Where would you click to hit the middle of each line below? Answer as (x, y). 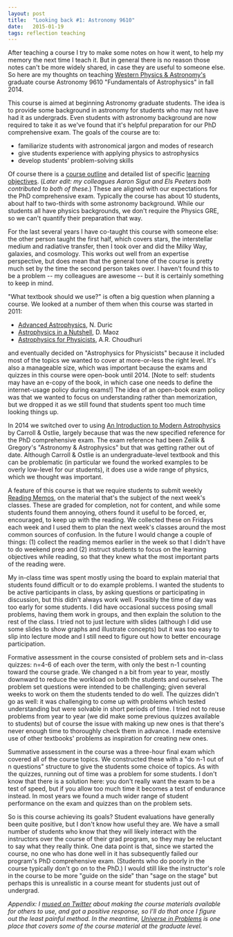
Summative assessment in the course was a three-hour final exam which (111, 752)
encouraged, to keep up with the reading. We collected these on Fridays (111, 520)
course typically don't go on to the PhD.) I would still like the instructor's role (116, 868)
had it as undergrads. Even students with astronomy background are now (112, 118)
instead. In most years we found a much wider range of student (98, 796)
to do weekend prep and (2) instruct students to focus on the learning (107, 549)
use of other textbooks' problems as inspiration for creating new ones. (108, 739)
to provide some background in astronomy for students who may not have (113, 110)
